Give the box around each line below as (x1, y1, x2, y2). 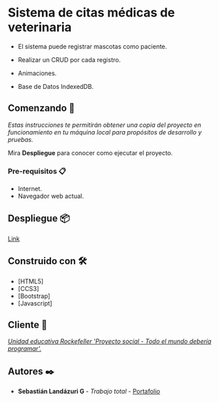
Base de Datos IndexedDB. (17, 82, 94, 90)
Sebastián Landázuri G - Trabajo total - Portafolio (17, 388, 160, 396)
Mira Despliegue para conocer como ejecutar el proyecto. (8, 148, 173, 157)
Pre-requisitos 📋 (8, 166, 66, 176)
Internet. (17, 185, 42, 193)
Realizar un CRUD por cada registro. (17, 55, 121, 63)
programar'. (8, 345, 42, 353)
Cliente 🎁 (8, 319, 48, 331)
